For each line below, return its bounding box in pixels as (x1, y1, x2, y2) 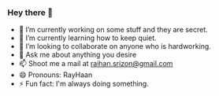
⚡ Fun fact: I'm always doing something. (18, 79, 149, 89)
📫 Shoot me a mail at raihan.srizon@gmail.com (18, 59, 173, 68)
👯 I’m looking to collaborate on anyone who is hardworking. (18, 42, 212, 51)
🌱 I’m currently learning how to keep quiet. (18, 33, 157, 42)
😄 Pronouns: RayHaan (18, 70, 93, 79)
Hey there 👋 (7, 7, 53, 18)
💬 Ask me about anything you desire (18, 50, 137, 60)
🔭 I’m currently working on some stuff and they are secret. (18, 25, 208, 35)
